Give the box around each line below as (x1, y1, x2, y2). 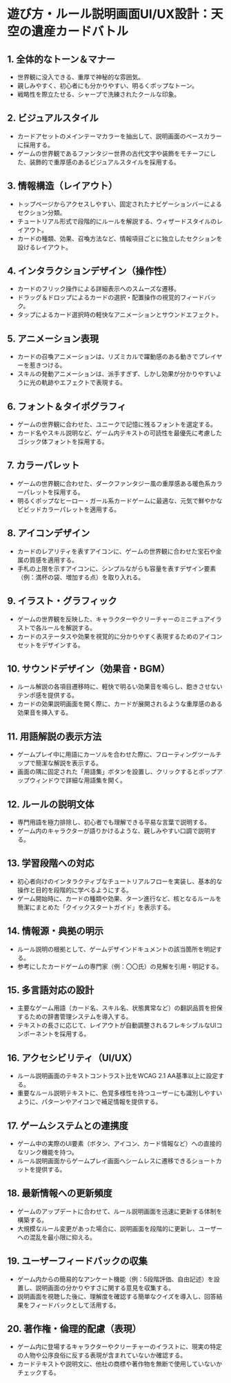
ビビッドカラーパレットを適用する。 (17, 505, 121, 514)
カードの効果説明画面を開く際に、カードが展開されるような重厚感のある (17, 699, 223, 708)
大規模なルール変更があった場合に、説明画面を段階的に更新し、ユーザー (17, 1224, 223, 1232)
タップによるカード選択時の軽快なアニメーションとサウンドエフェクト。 (17, 310, 223, 319)
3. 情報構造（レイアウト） (7, 180, 118, 192)
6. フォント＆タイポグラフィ (7, 400, 126, 412)
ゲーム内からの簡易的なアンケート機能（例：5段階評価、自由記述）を (17, 1274, 214, 1283)
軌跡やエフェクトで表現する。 (41, 378, 126, 387)
